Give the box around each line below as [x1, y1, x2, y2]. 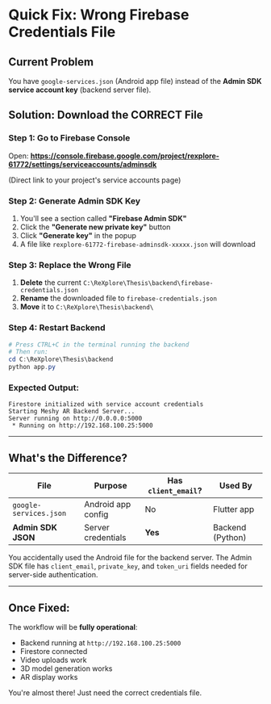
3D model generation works [19, 664, 113, 673]
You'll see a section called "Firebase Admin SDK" [19, 213, 187, 223]
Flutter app [212, 504, 255, 515]
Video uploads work [19, 656, 87, 664]
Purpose [94, 480, 127, 492]
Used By [219, 480, 252, 492]
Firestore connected [19, 647, 88, 656]
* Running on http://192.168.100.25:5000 [11, 421, 153, 430]
